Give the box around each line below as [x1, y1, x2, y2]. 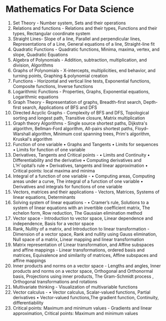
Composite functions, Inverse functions [12, 83, 93, 89]
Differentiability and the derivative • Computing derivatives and [12, 157, 142, 163]
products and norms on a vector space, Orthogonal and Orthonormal [12, 268, 153, 274]
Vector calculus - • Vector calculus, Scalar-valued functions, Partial [12, 289, 151, 295]
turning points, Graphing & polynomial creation [12, 73, 108, 79]
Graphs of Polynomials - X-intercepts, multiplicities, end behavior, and [12, 67, 156, 73]
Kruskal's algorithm [12, 136, 52, 142]
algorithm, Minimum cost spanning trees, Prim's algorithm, [32, 131, 151, 137]
